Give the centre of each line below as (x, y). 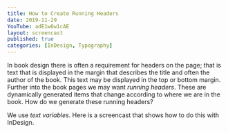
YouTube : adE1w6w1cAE (38, 26)
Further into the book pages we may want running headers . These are (107, 87)
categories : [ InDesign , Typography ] (60, 45)
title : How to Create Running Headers (63, 13)
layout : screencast (35, 33)
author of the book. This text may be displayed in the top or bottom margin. (114, 80)
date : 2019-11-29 (32, 20)
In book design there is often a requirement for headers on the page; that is (114, 65)
